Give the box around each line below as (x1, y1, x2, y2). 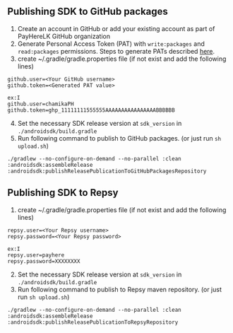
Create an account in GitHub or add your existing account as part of (17, 24, 215, 33)
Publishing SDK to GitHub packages (7, 6, 168, 18)
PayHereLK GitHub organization (17, 32, 111, 40)
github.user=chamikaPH (7, 100, 74, 107)
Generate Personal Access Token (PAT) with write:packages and (17, 39, 205, 48)
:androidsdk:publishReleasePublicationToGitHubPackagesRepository (7, 168, 207, 175)
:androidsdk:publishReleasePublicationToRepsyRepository (7, 318, 179, 326)
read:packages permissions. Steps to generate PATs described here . (17, 47, 215, 55)
